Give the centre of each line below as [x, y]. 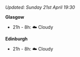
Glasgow [15, 17]
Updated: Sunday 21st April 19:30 [40, 7]
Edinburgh [16, 39]
